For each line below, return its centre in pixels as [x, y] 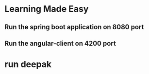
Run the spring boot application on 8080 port [74, 27]
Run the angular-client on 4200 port [60, 43]
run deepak [28, 65]
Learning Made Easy [47, 9]
